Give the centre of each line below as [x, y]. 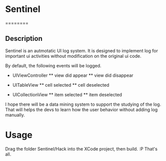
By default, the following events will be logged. [53, 65]
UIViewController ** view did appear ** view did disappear [73, 75]
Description [24, 39]
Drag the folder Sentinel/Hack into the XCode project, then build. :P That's [81, 149]
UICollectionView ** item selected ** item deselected [67, 94]
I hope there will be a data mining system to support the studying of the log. [83, 104]
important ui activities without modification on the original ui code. [73, 56]
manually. [15, 115]
